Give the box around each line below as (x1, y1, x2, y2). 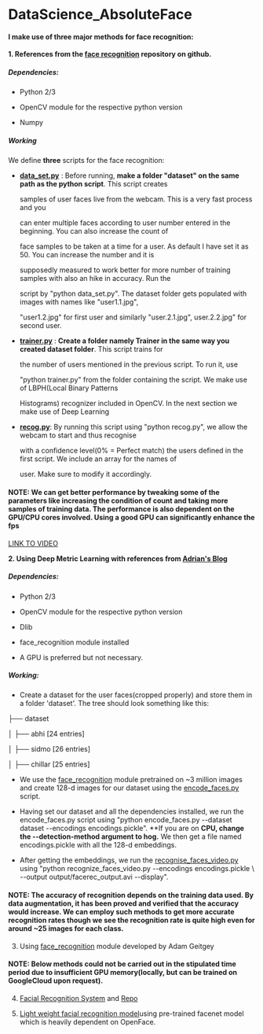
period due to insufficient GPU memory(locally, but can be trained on (8, 968, 238, 977)
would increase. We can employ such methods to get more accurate (8, 907, 235, 917)
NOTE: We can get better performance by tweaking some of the (8, 487, 220, 497)
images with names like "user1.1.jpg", (19, 297, 139, 307)
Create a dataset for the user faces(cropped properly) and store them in (19, 690, 253, 700)
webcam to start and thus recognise (19, 430, 137, 440)
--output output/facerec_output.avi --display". (19, 872, 169, 882)
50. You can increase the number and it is (19, 250, 155, 260)
